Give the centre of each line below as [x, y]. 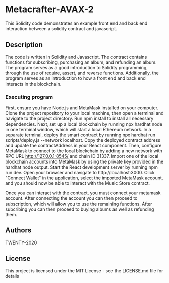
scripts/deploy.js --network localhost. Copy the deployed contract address [83, 140]
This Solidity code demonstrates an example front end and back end [76, 23]
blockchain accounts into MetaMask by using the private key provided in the [84, 162]
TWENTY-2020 [21, 242]
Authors [18, 231]
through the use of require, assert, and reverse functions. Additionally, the [82, 73]
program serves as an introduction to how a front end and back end [75, 78]
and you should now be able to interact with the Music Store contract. [78, 183]
